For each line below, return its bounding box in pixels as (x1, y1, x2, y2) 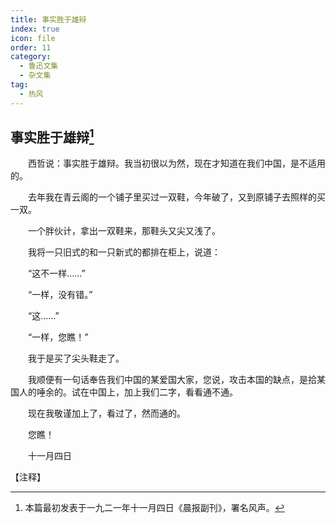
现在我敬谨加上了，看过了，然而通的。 (27, 407, 186, 420)
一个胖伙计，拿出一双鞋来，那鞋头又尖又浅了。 (27, 225, 221, 237)
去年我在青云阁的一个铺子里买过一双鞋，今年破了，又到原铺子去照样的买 (27, 191, 326, 203)
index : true (10, 24, 60, 34)
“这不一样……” (27, 267, 86, 280)
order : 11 (10, 42, 52, 53)
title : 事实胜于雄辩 (10, 14, 87, 25)
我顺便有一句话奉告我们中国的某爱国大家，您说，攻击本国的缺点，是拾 (27, 374, 317, 386)
